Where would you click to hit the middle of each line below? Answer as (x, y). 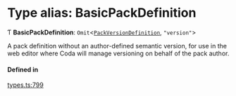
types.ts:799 (25, 85)
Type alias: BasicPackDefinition (102, 13)
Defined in (23, 69)
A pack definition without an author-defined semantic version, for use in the (117, 46)
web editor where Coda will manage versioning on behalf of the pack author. (118, 53)
